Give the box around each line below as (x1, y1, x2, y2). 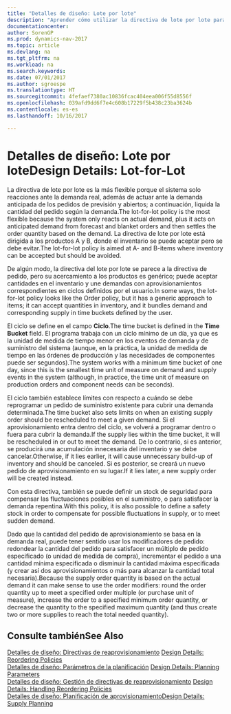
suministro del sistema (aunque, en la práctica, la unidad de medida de (7, 343, 208, 351)
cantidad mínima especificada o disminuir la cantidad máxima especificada (7, 559, 220, 567)
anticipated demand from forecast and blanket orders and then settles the (7, 221, 217, 230)
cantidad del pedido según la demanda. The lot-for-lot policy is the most (7, 207, 210, 215)
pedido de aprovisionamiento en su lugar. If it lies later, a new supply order (7, 466, 217, 475)
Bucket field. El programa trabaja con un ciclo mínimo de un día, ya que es (7, 329, 219, 337)
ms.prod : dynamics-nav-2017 (7, 36, 88, 43)
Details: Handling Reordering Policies (7, 685, 112, 693)
